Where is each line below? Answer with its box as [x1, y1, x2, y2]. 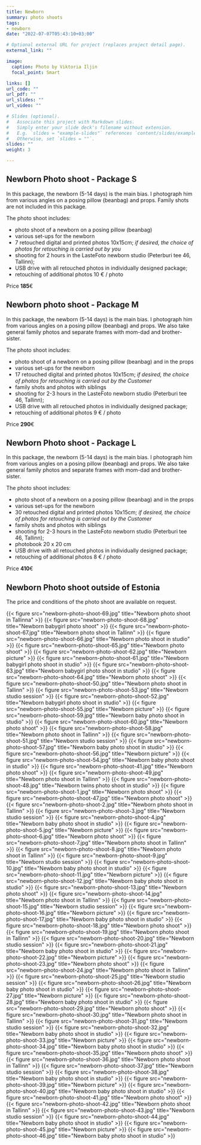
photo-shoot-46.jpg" [6, 1132, 58, 1140]
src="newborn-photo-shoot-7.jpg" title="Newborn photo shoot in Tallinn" [6, 839, 187, 846]
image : [6, 58, 23, 64]
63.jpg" [6, 667, 25, 674]
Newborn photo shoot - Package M [6, 300, 139, 310]
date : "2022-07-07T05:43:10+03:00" [6, 31, 95, 37]
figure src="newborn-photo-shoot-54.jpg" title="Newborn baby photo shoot [6, 757, 195, 764]
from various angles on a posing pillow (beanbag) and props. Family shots [6, 196, 189, 204]
